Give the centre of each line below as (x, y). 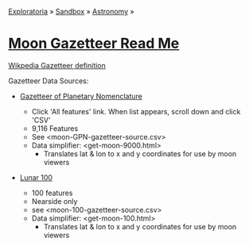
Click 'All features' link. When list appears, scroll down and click (136, 111)
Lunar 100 (36, 177)
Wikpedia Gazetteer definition (57, 65)
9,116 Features (55, 128)
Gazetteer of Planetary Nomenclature (81, 96)
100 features (52, 193)
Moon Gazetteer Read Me (94, 44)
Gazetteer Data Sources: (49, 81)
